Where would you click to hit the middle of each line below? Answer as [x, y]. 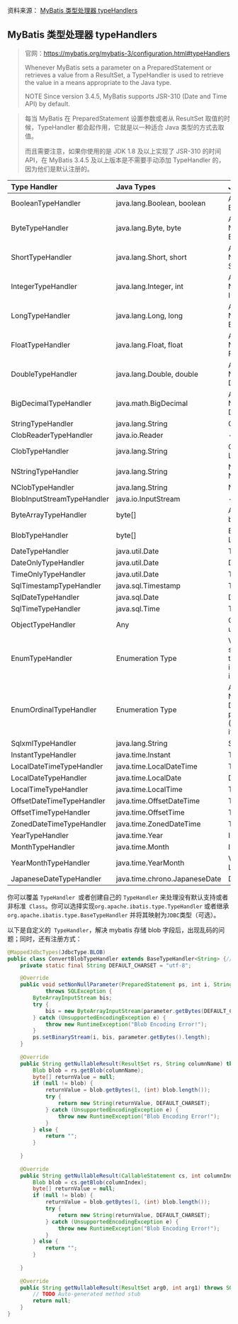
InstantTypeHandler [44, 754]
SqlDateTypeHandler [45, 597]
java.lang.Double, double [157, 374]
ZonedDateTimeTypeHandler [59, 824]
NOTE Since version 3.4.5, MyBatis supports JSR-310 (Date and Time [126, 96]
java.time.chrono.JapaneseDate [169, 878]
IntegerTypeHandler [44, 286]
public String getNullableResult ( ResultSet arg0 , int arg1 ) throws [121, 1288]
